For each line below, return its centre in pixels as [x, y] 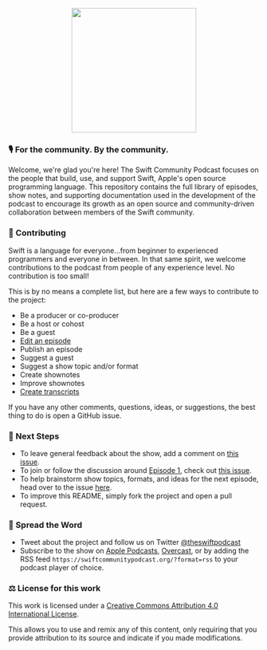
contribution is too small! [49, 276]
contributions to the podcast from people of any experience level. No [122, 267]
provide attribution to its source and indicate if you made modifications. [126, 638]
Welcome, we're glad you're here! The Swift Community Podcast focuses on [133, 170]
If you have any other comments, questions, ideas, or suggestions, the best [132, 407]
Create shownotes [50, 374]
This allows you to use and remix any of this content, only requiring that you [133, 629]
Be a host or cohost [52, 324]
